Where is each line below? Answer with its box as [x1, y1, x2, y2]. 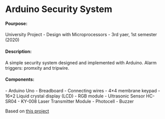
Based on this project [5, 108, 49, 114]
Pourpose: [5, 20, 28, 26]
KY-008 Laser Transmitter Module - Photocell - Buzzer [21, 98, 134, 104]
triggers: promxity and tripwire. [5, 65, 69, 71]
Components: [5, 76, 35, 82]
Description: [5, 48, 32, 54]
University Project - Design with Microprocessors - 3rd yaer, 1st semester [5, 32, 157, 38]
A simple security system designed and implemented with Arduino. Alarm [5, 59, 157, 66]
